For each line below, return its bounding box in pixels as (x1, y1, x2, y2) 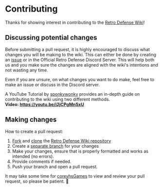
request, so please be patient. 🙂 (5, 178, 69, 184)
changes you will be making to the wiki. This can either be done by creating (5, 52, 157, 57)
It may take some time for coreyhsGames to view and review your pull (5, 173, 145, 179)
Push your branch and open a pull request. (12, 164, 98, 170)
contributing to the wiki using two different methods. (5, 96, 110, 102)
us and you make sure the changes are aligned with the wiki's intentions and (5, 62, 158, 68)
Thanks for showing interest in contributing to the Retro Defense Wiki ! (5, 19, 145, 25)
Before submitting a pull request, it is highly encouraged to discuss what (5, 46, 150, 52)
